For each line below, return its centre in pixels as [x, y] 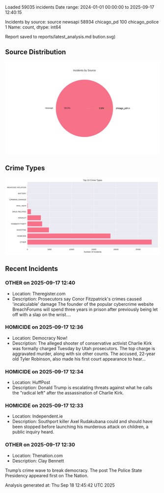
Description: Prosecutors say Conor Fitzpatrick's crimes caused [77, 299]
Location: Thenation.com [37, 456]
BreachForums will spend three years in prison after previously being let [85, 309]
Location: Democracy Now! [40, 338]
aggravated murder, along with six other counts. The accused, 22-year [84, 354]
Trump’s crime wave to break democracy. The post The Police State [74, 470]
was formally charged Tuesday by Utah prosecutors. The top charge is [84, 348]
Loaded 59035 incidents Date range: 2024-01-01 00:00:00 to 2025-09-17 [80, 7]
